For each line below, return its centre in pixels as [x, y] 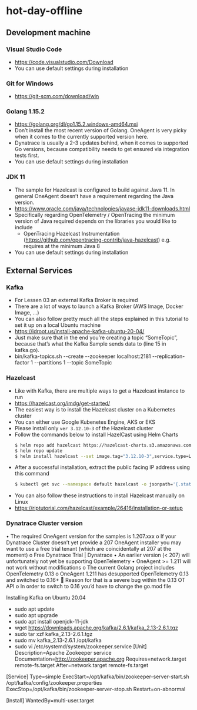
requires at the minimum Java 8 [61, 246]
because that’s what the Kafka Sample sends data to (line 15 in [90, 344]
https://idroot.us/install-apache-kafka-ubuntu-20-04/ [79, 331]
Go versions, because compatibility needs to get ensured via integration [102, 149]
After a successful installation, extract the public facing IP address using [102, 467]
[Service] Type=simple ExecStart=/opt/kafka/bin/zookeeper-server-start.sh [98, 676]
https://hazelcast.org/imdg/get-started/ [62, 403]
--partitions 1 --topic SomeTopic [73, 363]
